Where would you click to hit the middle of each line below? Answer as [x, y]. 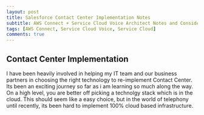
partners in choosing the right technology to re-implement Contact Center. [99, 80]
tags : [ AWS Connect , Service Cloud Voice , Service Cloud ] [81, 29]
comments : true [25, 34]
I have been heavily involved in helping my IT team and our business [92, 73]
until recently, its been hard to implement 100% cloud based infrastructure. [100, 105]
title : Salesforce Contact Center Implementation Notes [78, 18]
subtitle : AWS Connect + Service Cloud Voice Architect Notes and [92, 23]
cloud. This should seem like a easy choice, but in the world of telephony [98, 99]
